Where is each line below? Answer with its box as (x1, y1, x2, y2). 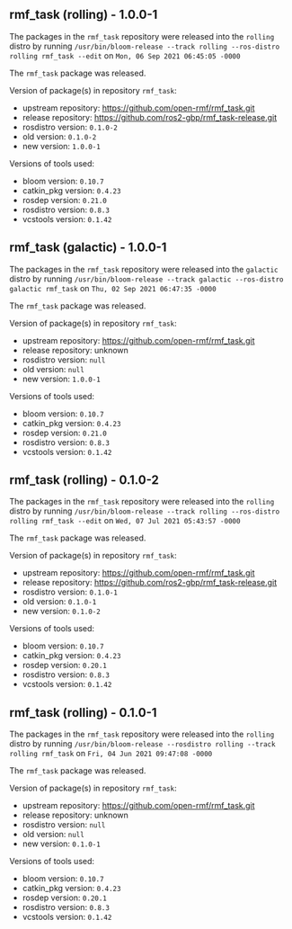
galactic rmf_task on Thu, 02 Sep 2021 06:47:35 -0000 (9, 282, 217, 293)
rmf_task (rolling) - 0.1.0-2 (9, 472, 160, 488)
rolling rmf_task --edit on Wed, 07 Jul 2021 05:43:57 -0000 (9, 515, 241, 526)
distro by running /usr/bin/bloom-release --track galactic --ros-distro (9, 273, 284, 284)
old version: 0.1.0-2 (22, 130, 97, 142)
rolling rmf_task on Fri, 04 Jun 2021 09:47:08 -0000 (9, 748, 213, 759)
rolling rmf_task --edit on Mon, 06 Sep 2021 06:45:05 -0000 (9, 49, 241, 61)
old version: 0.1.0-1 (22, 596, 97, 607)
